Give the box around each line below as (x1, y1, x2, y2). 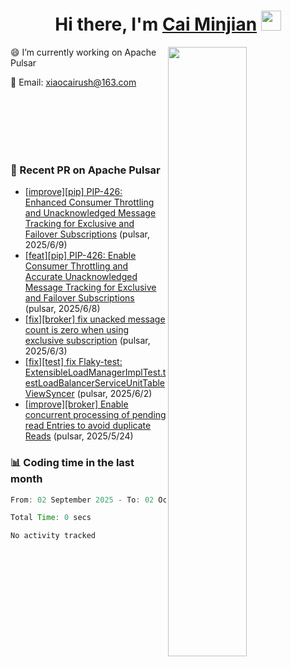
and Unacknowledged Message (24, 207, 157, 219)
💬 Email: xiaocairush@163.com (10, 76, 137, 88)
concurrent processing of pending (24, 409, 167, 421)
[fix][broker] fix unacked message (24, 313, 166, 325)
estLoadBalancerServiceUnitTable (24, 377, 166, 389)
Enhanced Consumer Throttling (24, 196, 155, 209)
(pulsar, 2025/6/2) (76, 388, 153, 400)
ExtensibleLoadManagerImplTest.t (24, 366, 167, 379)
